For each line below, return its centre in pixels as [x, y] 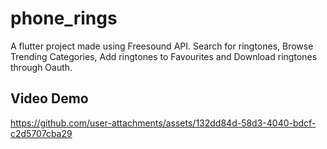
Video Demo [49, 98]
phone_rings [64, 18]
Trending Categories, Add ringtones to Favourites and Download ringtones [164, 56]
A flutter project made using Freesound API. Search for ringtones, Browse [162, 46]
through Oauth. [41, 67]
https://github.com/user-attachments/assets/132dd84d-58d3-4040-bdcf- [163, 123]
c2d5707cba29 [41, 133]
